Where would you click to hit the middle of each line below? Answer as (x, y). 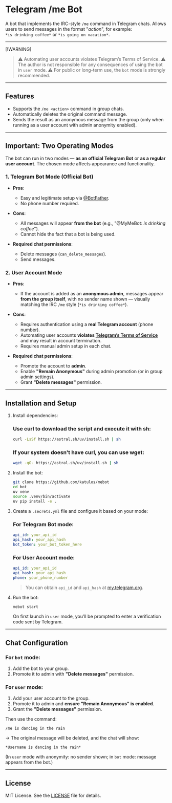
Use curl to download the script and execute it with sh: (82, 428)
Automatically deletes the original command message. (70, 114)
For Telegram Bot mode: (43, 524)
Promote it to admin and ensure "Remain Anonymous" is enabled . (83, 704)
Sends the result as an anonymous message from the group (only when (88, 119)
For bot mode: (23, 657)
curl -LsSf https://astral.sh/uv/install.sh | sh (67, 439)
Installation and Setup (41, 403)
